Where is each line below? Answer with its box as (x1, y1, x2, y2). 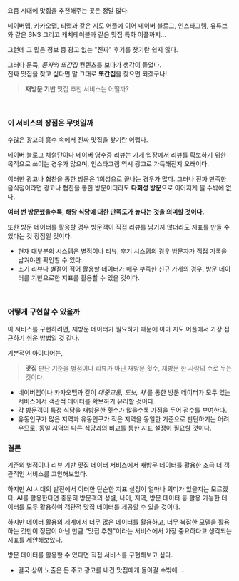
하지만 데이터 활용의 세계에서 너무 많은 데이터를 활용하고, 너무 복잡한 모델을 (7, 518, 217, 526)
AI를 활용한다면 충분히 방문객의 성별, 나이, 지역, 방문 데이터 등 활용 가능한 (16, 493, 220, 502)
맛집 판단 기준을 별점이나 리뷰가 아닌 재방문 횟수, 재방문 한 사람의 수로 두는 (24, 364, 233, 372)
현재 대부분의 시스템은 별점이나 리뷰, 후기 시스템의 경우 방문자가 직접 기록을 (17, 247, 228, 255)
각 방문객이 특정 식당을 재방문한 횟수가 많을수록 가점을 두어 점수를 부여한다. (17, 406, 228, 414)
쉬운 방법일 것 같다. (26, 334, 80, 342)
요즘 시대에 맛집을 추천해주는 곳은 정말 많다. (7, 6, 130, 14)
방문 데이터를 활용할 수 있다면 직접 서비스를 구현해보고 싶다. (7, 550, 173, 559)
